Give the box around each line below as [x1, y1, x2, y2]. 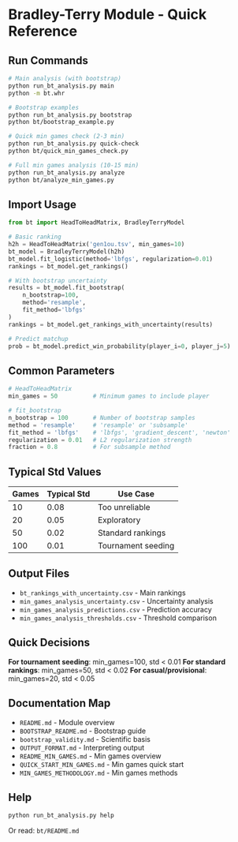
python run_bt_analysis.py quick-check [8, 140, 139, 148]
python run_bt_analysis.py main [8, 81, 114, 90]
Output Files [8, 567, 69, 581]
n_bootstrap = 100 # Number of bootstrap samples [8, 414, 195, 421]
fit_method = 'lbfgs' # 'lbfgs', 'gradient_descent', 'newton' [8, 428, 231, 436]
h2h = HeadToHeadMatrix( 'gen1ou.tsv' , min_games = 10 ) [8, 241, 185, 249]
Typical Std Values [8, 465, 102, 478]
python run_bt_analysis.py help [8, 811, 114, 820]
